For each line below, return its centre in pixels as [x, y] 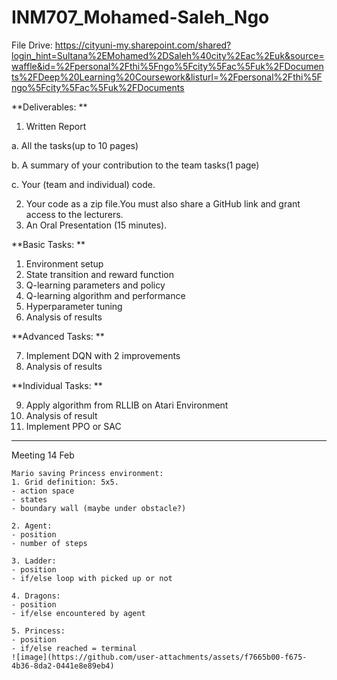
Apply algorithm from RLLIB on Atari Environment [127, 405]
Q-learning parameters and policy [95, 285]
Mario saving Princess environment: [87, 473]
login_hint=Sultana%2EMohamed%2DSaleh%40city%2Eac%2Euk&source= [168, 55]
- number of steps [49, 543]
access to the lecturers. [74, 214]
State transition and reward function [99, 274]
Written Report [56, 126]
